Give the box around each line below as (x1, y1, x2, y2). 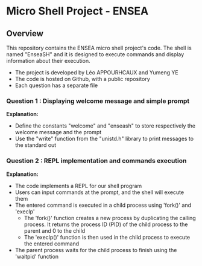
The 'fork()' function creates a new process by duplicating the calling (24, 214, 196, 221)
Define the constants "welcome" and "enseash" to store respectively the (14, 122, 196, 129)
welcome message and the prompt (14, 129, 102, 136)
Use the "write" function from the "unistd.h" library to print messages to (14, 135, 194, 143)
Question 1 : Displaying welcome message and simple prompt (6, 97, 190, 105)
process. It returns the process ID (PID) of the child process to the (24, 221, 188, 228)
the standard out (14, 141, 57, 149)
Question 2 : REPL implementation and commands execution (6, 157, 187, 165)
